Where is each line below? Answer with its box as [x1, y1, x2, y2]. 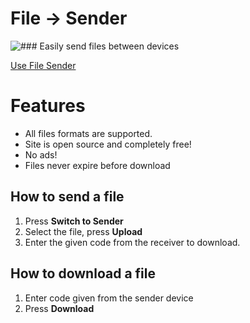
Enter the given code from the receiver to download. [24, 236, 241, 248]
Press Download [24, 302, 95, 314]
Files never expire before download [24, 159, 171, 171]
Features [10, 95, 86, 117]
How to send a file [10, 188, 125, 206]
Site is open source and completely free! [24, 138, 192, 150]
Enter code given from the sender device [24, 292, 194, 304]
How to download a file [10, 265, 156, 282]
